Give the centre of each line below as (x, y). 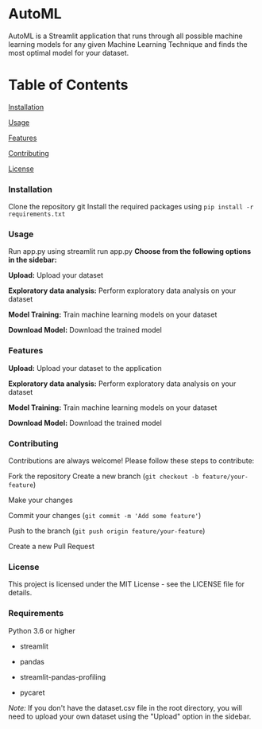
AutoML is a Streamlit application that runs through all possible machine (126, 36)
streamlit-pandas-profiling (63, 676)
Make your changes (40, 500)
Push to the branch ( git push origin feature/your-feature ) (107, 531)
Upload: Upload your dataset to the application (85, 368)
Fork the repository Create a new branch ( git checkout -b (104, 476)
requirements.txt (37, 214)
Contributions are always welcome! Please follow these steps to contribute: (131, 461)
